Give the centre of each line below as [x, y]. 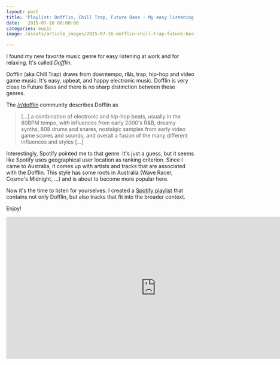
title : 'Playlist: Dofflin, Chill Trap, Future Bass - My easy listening [100, 17]
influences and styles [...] [52, 142]
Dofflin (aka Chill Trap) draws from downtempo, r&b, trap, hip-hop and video [100, 74]
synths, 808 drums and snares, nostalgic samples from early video [103, 129]
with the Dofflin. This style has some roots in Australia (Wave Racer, [90, 173]
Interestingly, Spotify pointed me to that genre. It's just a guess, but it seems [100, 154]
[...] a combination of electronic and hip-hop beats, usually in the [101, 117]
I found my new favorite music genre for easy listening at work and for [93, 56]
